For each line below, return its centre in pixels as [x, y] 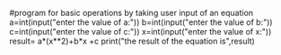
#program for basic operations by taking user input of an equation [132, 13]
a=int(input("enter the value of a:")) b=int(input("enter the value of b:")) [141, 22]
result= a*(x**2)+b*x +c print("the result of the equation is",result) [132, 41]
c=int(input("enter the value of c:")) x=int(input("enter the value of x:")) [140, 31]
